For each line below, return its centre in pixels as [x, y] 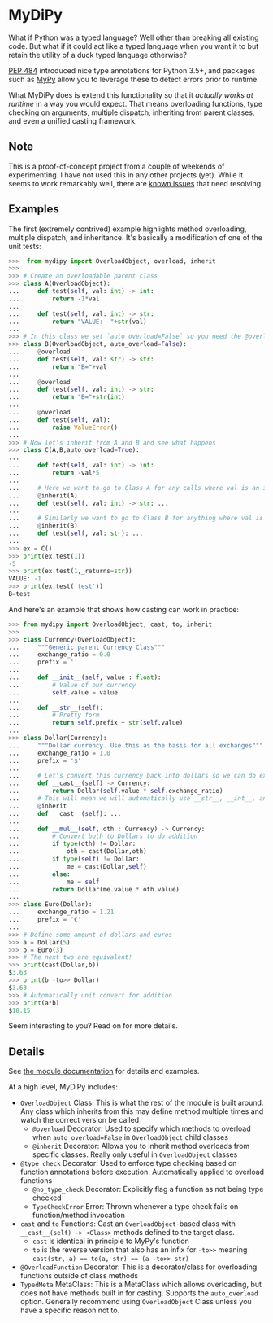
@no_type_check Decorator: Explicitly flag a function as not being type [148, 1189]
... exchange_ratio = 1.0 [60, 753]
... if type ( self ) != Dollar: [74, 859]
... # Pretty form [54, 715]
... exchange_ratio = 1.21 [61, 912]
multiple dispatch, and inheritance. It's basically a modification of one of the [135, 237]
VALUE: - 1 [25, 579]
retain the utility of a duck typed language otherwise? [97, 55]
